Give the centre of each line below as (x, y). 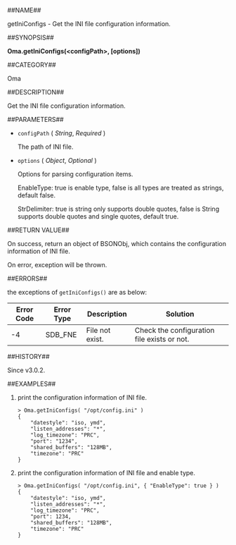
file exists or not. (162, 339)
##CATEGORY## (32, 65)
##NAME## (24, 10)
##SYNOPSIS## (31, 37)
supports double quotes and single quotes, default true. (98, 216)
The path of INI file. (45, 147)
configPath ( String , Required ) (61, 133)
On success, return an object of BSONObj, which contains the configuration (117, 244)
